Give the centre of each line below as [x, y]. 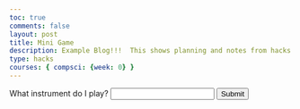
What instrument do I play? [59, 93]
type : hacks [31, 59]
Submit [233, 93]
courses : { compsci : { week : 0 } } [72, 68]
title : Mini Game [42, 42]
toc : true [28, 17]
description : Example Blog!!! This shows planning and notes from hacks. [152, 51]
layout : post [34, 34]
